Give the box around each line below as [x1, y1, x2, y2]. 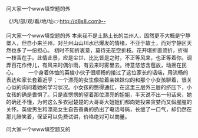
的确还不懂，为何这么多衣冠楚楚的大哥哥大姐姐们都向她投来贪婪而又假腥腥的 [6, 98, 192, 105]
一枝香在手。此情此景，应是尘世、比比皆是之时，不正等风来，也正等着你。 [6, 54, 187, 61]
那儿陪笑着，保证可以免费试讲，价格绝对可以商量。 [6, 113, 130, 120]
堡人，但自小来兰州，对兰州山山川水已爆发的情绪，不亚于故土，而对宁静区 [6, 40, 187, 46]
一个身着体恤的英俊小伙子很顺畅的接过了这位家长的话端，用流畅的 [28, 69, 189, 75]
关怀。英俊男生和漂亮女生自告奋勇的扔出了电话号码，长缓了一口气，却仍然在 [6, 106, 192, 113]
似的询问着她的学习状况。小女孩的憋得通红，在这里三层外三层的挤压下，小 [11, 84, 192, 90]
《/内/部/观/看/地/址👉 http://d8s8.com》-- [6, 18, 106, 25]
